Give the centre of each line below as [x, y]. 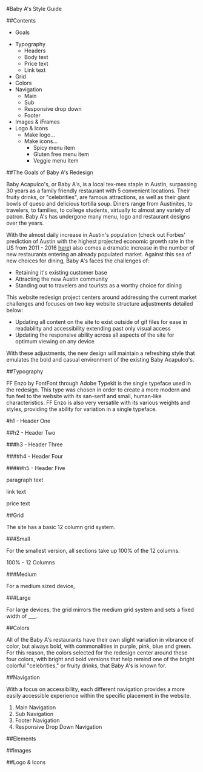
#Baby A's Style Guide [34, 9]
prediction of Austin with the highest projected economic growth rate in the [100, 241]
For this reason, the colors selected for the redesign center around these [97, 653]
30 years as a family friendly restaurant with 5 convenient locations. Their [98, 191]
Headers [35, 51]
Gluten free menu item [61, 154]
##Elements [21, 739]
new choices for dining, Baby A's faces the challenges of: [78, 261]
